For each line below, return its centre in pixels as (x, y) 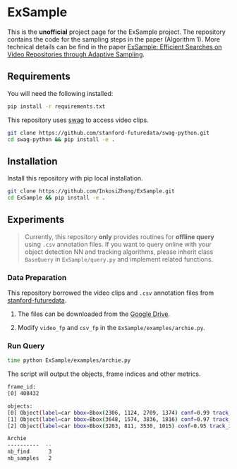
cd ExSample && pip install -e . (56, 198)
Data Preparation (37, 277)
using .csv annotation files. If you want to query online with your (118, 244)
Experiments (36, 220)
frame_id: (22, 387)
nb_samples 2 (30, 458)
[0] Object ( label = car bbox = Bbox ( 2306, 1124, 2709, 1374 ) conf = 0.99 (109, 413)
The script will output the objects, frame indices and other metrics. (104, 374)
